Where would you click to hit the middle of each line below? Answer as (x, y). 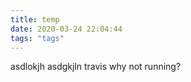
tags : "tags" (37, 38)
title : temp (35, 19)
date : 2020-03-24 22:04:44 (66, 29)
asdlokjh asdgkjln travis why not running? (96, 67)
